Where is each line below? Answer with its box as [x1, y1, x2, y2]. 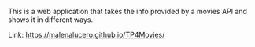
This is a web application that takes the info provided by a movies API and [8, 7, 248, 16]
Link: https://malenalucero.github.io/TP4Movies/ [8, 31, 165, 39]
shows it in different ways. [8, 15, 94, 24]
